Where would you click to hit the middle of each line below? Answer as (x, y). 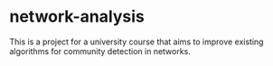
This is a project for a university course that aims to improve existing (136, 42)
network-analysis (77, 17)
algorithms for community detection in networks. (100, 51)
